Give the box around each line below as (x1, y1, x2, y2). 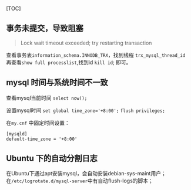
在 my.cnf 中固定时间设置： (6, 119, 70, 126)
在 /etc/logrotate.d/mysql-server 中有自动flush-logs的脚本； (6, 177, 154, 184)
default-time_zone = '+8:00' (6, 136, 78, 142)
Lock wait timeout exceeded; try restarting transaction (20, 39, 152, 46)
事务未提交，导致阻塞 (6, 23, 83, 33)
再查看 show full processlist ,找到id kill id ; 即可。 (6, 59, 132, 66)
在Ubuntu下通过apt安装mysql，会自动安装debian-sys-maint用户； (6, 170, 166, 177)
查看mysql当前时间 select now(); (6, 94, 88, 101)
